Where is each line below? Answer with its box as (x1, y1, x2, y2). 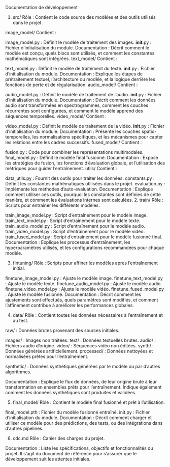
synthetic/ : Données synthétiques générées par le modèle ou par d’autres (5, 364, 161, 369)
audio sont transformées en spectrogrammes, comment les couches (5, 102, 149, 108)
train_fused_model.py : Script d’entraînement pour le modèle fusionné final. (5, 234, 162, 240)
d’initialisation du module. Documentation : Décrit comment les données (5, 97, 156, 103)
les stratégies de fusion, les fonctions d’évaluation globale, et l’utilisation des (5, 160, 165, 166)
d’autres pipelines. (5, 425, 44, 431)
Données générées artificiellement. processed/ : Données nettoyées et (5, 348, 153, 354)
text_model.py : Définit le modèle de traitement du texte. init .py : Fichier (5, 66, 155, 71)
